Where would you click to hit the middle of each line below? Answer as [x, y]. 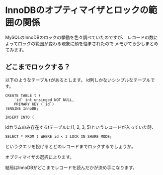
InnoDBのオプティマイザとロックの [77, 10]
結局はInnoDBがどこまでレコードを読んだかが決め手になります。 [71, 168]
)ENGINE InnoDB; [22, 108]
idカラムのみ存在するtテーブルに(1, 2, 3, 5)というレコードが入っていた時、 [81, 127]
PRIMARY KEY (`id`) [34, 104]
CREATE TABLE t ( [23, 95]
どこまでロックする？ [38, 67]
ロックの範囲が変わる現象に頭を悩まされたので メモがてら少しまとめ [88, 43]
